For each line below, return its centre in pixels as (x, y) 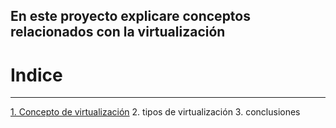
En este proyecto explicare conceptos (130, 16)
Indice (36, 75)
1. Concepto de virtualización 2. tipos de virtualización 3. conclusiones (155, 112)
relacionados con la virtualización (118, 32)
